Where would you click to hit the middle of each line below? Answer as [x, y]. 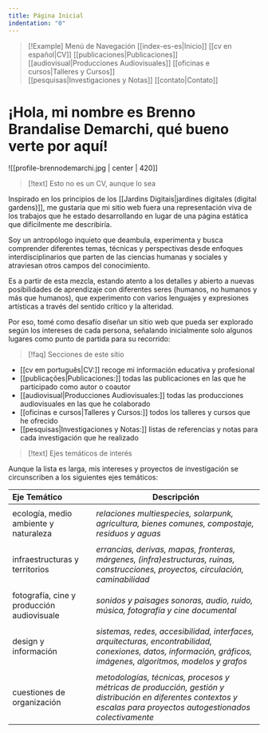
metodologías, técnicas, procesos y [163, 678]
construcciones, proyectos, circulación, [170, 570]
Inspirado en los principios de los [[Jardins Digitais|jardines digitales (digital [132, 199]
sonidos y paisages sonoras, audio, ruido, [175, 600]
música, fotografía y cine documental [166, 611]
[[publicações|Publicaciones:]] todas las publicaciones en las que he [133, 378]
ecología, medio [42, 514]
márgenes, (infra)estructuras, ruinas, [166, 560]
